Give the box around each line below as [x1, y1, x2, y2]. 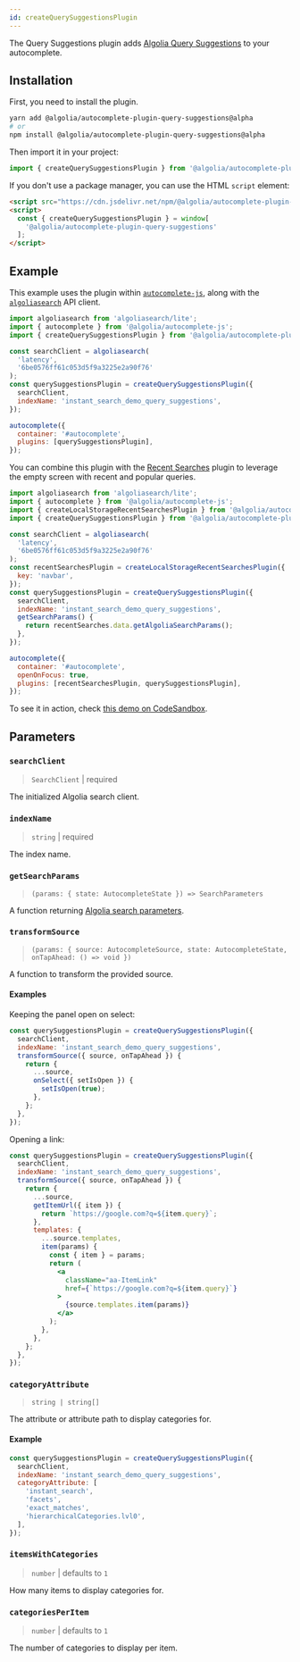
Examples [9, 989, 47, 1000]
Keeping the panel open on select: [9, 1009, 136, 1020]
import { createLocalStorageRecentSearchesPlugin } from [9, 505, 226, 514]
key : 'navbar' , [17, 572, 74, 580]
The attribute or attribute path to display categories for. [9, 1413, 212, 1424]
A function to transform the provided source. [9, 968, 174, 979]
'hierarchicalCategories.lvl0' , [25, 1511, 146, 1521]
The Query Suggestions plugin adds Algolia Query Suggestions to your [9, 38, 270, 48]
